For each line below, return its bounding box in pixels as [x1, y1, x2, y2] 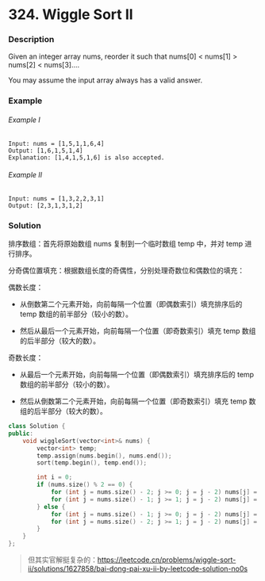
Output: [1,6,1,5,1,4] [8, 147, 83, 155]
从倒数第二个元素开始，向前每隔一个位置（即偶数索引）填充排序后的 [19, 300, 243, 309]
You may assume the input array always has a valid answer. [8, 75, 203, 85]
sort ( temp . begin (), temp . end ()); [36, 459, 148, 467]
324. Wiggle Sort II [8, 6, 133, 24]
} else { [36, 503, 66, 510]
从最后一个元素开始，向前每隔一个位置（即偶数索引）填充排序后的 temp [19, 370, 255, 380]
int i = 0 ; [36, 473, 73, 481]
